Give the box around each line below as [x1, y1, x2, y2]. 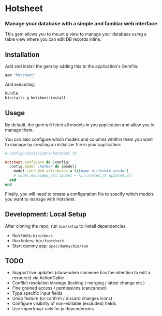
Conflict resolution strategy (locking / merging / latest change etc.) [12, 280, 145, 286]
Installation [5, 50, 40, 59]
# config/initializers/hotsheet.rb [5, 151, 77, 156]
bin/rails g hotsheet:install [5, 96, 66, 100]
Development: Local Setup [5, 210, 87, 218]
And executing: [5, 82, 35, 87]
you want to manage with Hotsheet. [5, 196, 76, 202]
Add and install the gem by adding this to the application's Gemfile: [5, 64, 139, 69]
